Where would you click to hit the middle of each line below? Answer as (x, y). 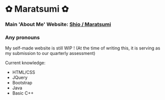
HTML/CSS (24, 73)
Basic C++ (23, 93)
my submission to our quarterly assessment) (50, 53)
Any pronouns (23, 38)
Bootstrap (22, 83)
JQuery (20, 77)
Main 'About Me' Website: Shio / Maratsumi (58, 25)
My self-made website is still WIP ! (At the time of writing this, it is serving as (83, 48)
